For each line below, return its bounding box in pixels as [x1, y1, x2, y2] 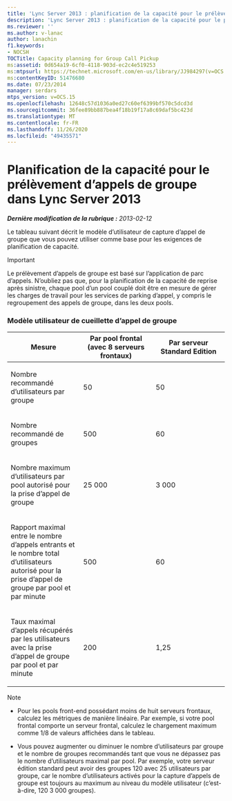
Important [7, 256, 35, 264]
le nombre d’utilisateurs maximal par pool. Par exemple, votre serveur [17, 757, 215, 765]
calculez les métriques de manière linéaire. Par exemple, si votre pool [17, 714, 215, 723]
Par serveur [168, 338, 209, 348]
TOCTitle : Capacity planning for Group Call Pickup [7, 55, 159, 62]
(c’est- [203, 779, 222, 787]
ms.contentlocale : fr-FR [7, 119, 79, 127]
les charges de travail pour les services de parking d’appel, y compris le [7, 291, 212, 300]
